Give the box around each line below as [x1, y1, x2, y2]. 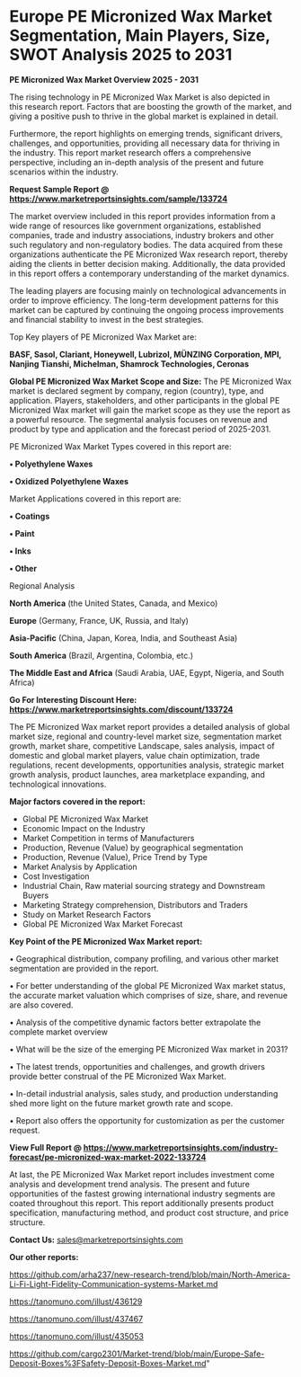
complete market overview [9, 1026, 108, 1037]
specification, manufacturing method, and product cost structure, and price [9, 1207, 289, 1218]
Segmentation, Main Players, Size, [9, 25, 270, 46]
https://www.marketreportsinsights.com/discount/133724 [9, 704, 234, 715]
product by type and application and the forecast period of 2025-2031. [9, 423, 271, 434]
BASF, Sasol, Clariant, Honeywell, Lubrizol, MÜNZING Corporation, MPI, [9, 349, 282, 360]
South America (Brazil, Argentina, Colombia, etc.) [9, 650, 194, 661]
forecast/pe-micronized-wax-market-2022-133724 [9, 1151, 207, 1162]
